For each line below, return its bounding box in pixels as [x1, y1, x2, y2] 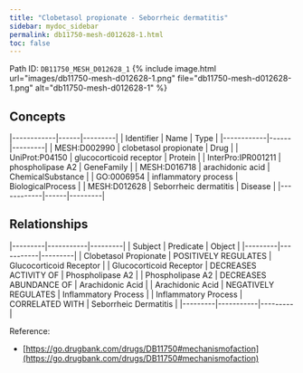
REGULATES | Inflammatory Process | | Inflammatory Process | [9, 289, 242, 300]
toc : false [9, 38, 51, 48]
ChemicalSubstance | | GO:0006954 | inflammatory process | [9, 171, 239, 182]
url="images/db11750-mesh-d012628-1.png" [9, 73, 176, 84]
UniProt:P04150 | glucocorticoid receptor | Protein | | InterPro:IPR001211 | [9, 152, 282, 163]
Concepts [9, 109, 66, 124]
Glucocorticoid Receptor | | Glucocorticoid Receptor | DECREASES [9, 260, 257, 271]
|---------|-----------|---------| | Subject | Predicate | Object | [9, 241, 241, 252]
